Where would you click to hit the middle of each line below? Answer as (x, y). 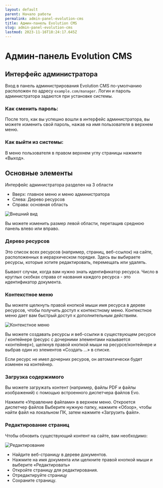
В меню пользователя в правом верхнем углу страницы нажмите (73, 153)
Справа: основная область (40, 205)
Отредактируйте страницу (39, 475)
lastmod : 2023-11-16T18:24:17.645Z (41, 32)
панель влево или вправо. (32, 228)
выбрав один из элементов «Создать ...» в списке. (58, 350)
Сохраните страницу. (34, 480)
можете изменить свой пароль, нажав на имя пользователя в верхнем (79, 124)
